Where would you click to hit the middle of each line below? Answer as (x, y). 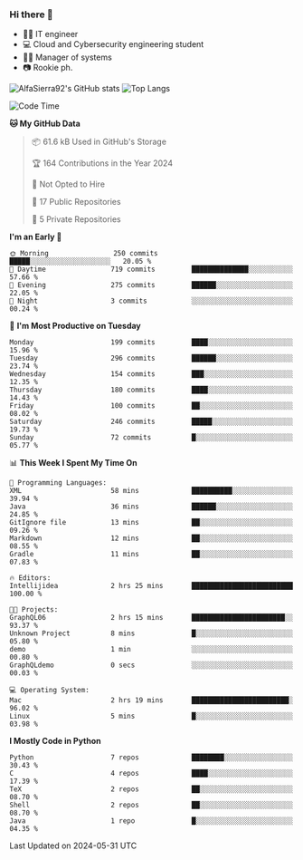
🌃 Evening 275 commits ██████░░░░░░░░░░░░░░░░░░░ (151, 285)
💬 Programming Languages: (58, 483)
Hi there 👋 (32, 14)
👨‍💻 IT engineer (50, 34)
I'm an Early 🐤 (36, 237)
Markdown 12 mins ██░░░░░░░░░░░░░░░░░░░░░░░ (151, 538)
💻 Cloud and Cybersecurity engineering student (113, 44)
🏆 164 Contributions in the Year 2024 (102, 163)
